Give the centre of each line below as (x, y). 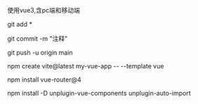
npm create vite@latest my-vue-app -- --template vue (86, 66)
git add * (20, 24)
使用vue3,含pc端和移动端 (44, 10)
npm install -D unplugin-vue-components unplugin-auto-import (99, 93)
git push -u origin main (40, 52)
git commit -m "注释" (38, 38)
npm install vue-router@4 (45, 80)
